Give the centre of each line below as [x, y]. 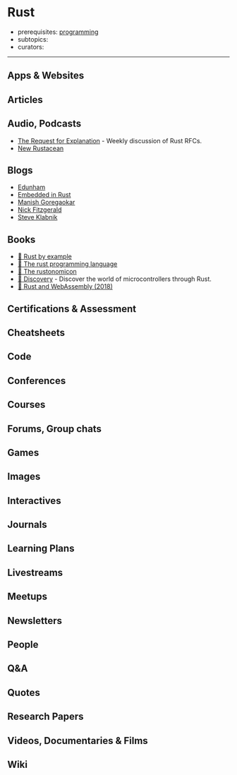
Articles [25, 100]
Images [24, 477]
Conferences [37, 381]
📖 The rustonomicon [47, 272]
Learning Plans [41, 549]
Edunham [31, 187]
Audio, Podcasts [44, 124]
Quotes [24, 692]
